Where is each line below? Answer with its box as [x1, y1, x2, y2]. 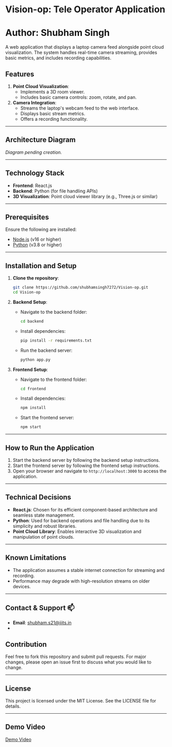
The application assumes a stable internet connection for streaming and [12, 567, 165, 573]
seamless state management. [12, 512, 75, 518]
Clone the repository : [12, 275, 59, 281]
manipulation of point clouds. [12, 533, 74, 540]
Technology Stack [5, 169, 64, 178]
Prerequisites [5, 212, 49, 221]
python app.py [20, 357, 51, 362]
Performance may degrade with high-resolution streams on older [12, 578, 150, 584]
